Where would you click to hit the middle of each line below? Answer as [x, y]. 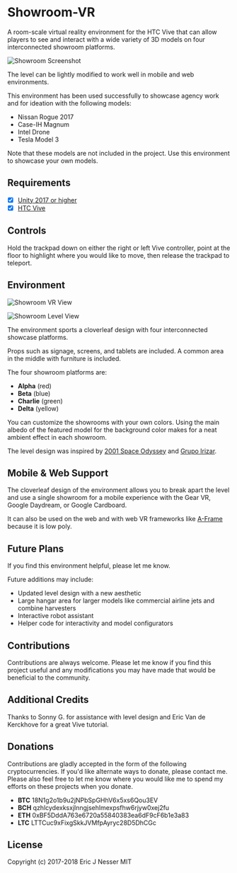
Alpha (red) [34, 386]
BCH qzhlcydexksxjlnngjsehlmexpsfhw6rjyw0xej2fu [93, 807]
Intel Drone [34, 132]
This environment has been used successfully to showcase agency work [113, 96]
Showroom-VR [51, 12]
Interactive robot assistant [56, 616]
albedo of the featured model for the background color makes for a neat [112, 430]
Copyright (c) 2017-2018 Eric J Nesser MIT [70, 862]
